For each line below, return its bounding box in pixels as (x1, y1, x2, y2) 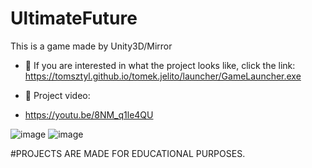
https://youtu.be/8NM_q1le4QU (24, 108, 154, 121)
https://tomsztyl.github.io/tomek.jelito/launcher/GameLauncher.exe (24, 70, 302, 82)
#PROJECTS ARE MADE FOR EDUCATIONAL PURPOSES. (10, 147, 246, 159)
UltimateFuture (10, 7, 138, 30)
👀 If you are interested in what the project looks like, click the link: (24, 59, 296, 71)
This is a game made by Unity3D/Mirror (10, 40, 173, 52)
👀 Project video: (24, 89, 91, 101)
